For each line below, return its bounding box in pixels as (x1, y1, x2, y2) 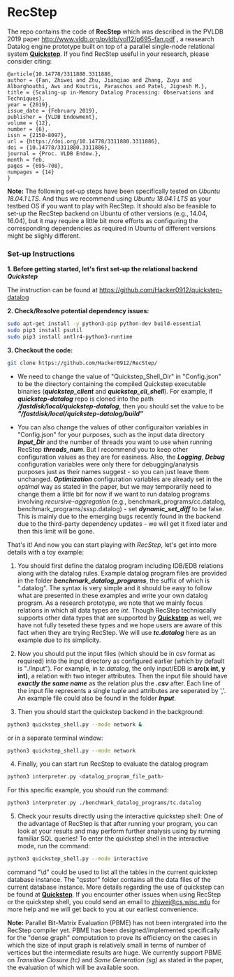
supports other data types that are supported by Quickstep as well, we (17, 613, 222, 622)
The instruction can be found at (7, 286, 98, 294)
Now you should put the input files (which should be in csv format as (17, 649, 215, 657)
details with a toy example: (7, 548, 84, 556)
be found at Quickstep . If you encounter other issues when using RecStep (7, 890, 221, 899)
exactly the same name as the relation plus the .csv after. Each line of (17, 679, 221, 687)
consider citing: (7, 57, 52, 65)
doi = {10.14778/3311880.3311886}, (7, 144, 111, 151)
